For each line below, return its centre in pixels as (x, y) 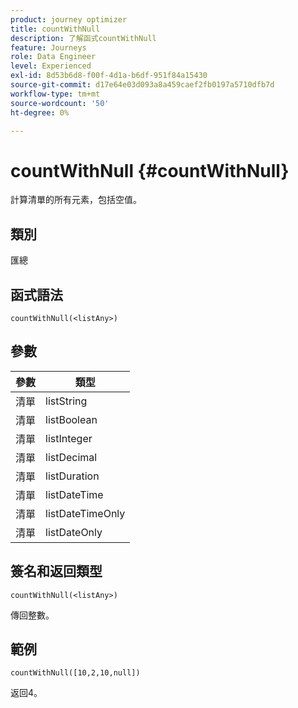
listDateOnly (74, 532)
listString (66, 401)
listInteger (69, 438)
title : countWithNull (55, 29)
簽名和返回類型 (56, 571)
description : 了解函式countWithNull (83, 38)
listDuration (72, 476)
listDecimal (71, 457)
